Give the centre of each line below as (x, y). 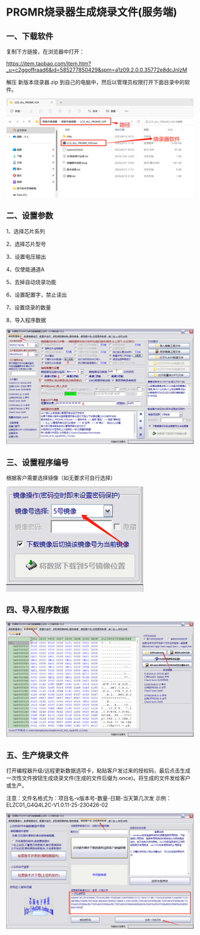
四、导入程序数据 (37, 610)
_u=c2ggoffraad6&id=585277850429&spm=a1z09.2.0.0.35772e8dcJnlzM (97, 70)
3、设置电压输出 (26, 257)
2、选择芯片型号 (26, 244)
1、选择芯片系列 (26, 231)
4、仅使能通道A (25, 269)
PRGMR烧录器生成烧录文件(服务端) (92, 12)
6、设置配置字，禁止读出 (37, 294)
